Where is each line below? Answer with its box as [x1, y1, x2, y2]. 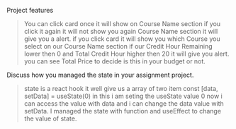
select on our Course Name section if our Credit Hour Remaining [23, 42, 213, 50]
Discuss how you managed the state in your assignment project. [6, 70, 194, 79]
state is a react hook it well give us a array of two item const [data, [23, 85, 218, 92]
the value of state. [23, 114, 77, 123]
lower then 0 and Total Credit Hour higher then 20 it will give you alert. [23, 49, 230, 58]
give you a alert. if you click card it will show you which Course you [23, 35, 220, 43]
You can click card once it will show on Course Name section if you [23, 20, 221, 27]
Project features [6, 6, 54, 14]
